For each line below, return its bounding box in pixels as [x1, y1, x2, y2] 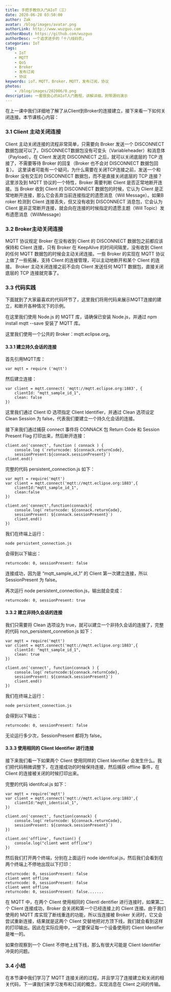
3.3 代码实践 [5, 284, 36, 291]
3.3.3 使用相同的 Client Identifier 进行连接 [5, 745, 94, 751]
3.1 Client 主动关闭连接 [5, 128, 61, 136]
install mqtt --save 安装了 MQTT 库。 [5, 320, 83, 327]
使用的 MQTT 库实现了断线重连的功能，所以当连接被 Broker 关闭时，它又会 [5, 912, 163, 918]
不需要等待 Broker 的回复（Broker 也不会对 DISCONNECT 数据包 [18, 160, 154, 166]
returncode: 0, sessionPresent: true [5, 598, 86, 603]
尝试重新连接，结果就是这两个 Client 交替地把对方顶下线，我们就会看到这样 [5, 918, 163, 924]
